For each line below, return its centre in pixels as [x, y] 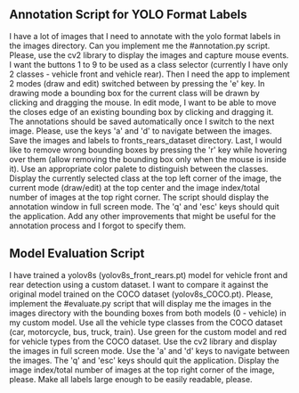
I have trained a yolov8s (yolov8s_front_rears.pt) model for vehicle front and [148, 274]
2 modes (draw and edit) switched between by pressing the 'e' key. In [137, 83]
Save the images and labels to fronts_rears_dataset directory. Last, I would [145, 140]
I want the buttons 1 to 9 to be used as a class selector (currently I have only [149, 64]
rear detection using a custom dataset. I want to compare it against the [139, 284]
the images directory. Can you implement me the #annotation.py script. [140, 45]
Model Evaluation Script [77, 254]
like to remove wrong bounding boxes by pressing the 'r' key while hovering [148, 150]
